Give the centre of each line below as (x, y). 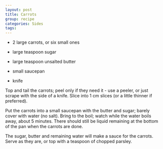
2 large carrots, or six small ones (46, 42)
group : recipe (20, 19)
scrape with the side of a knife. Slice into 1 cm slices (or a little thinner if (79, 96)
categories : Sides (24, 24)
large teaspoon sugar (34, 52)
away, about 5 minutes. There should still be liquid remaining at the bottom (82, 121)
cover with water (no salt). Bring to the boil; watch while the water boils (78, 116)
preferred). (16, 101)
